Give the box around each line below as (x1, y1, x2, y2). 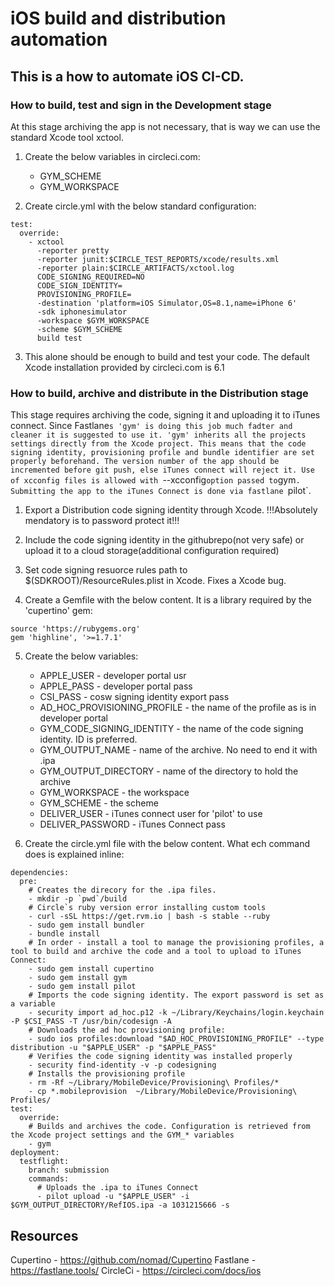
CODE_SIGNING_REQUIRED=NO (36, 272, 145, 282)
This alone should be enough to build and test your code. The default (24, 350, 310, 362)
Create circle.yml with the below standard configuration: (24, 200, 257, 212)
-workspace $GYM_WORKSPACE (36, 315, 150, 326)
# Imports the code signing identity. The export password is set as (28, 990, 325, 1001)
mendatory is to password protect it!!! (24, 515, 180, 527)
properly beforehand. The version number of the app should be (10, 457, 280, 467)
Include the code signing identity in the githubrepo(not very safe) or (24, 534, 305, 546)
